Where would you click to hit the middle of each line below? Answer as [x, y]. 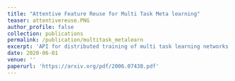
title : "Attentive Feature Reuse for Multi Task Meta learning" [104, 14]
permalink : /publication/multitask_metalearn [75, 40]
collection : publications [45, 33]
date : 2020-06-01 [33, 54]
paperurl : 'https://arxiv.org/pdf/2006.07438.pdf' [83, 66]
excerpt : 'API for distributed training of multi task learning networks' [120, 46]
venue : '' [22, 60]
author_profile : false [41, 27]
